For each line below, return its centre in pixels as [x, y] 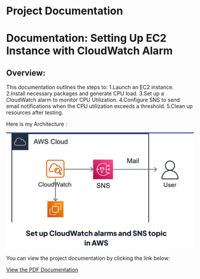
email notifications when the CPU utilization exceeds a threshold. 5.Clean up [100, 106]
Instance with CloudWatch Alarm [90, 51]
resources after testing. [35, 113]
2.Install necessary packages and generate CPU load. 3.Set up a [85, 94]
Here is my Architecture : [37, 124]
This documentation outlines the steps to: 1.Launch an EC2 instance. [90, 87]
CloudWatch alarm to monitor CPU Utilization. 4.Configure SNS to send [93, 100]
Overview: [26, 73]
